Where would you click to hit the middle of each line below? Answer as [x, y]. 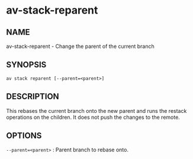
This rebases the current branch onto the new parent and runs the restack [96, 111]
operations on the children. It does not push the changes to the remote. [93, 117]
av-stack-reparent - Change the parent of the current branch [81, 46]
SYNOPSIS [26, 65]
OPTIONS [24, 136]
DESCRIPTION [33, 97]
